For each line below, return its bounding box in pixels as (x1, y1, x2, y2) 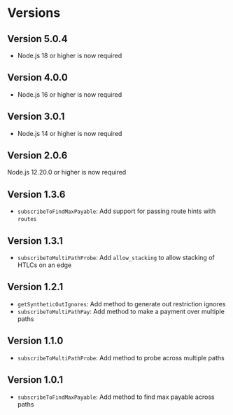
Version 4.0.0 (7, 72, 68, 83)
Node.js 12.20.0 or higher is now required (7, 168, 127, 177)
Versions (7, 5, 61, 21)
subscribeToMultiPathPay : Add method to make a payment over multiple (17, 307, 225, 315)
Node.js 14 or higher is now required (17, 129, 122, 137)
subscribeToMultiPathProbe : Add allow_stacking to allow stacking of (17, 254, 215, 262)
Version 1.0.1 (7, 374, 64, 386)
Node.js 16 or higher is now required (17, 90, 122, 99)
